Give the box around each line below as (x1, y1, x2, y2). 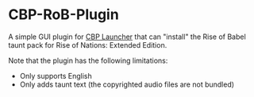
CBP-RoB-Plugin (8, 6, 119, 24)
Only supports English (19, 71, 93, 80)
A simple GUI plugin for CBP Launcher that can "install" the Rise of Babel (8, 32, 246, 41)
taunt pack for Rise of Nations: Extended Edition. (8, 40, 167, 49)
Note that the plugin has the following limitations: (8, 56, 168, 65)
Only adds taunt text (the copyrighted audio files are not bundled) (19, 80, 235, 89)
